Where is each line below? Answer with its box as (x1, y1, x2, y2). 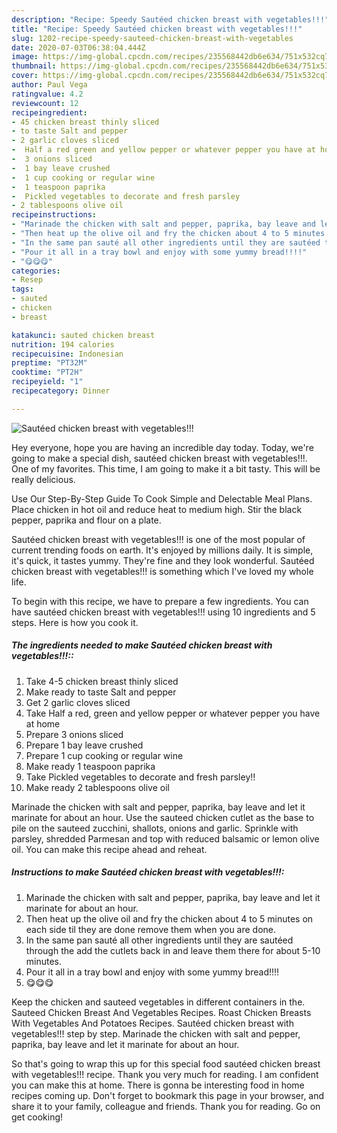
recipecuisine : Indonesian (11, 349, 124, 359)
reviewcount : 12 (11, 98, 79, 108)
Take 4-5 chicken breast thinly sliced (25, 675, 179, 687)
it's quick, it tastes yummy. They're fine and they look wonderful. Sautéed (11, 554, 315, 566)
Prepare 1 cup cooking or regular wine (25, 749, 184, 761)
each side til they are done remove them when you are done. (25, 923, 277, 935)
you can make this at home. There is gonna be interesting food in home (11, 1079, 305, 1091)
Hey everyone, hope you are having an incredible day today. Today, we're (11, 441, 314, 453)
